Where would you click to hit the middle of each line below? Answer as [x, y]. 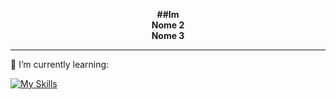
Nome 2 [168, 25]
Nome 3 [168, 35]
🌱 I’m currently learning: [60, 64]
